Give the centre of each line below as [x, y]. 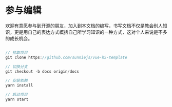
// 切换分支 [17, 67]
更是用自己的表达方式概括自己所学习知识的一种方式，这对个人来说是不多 [91, 32]
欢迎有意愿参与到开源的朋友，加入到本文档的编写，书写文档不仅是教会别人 [84, 26]
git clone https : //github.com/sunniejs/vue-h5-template [66, 57]
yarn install [19, 85]
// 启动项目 [17, 95]
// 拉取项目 [17, 52]
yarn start [17, 100]
